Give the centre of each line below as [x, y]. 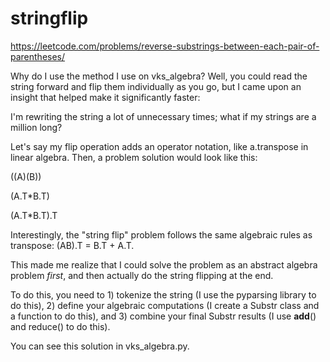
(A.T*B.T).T [34, 215]
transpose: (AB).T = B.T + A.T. [72, 245]
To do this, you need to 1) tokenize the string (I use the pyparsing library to [163, 294]
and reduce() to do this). [60, 326]
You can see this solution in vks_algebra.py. [100, 346]
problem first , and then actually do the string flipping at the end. [142, 275]
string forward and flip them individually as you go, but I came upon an [156, 86]
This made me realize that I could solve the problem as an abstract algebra [164, 264]
